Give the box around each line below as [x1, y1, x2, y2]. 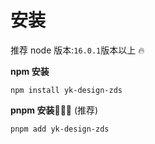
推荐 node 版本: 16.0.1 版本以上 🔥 [10, 44, 145, 56]
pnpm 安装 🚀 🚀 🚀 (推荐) [10, 104, 99, 116]
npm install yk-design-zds [10, 85, 123, 95]
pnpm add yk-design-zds [10, 124, 110, 134]
